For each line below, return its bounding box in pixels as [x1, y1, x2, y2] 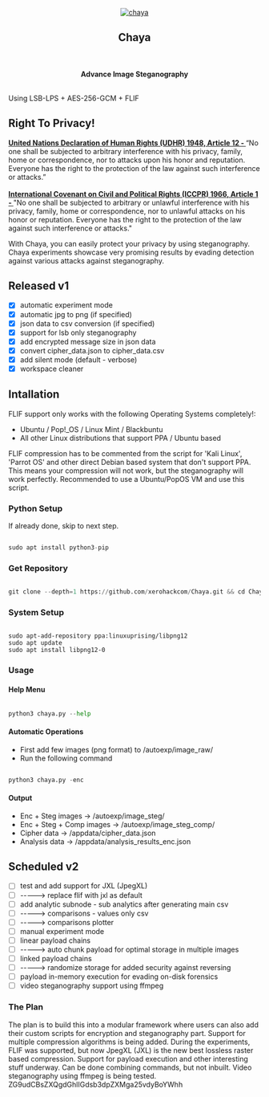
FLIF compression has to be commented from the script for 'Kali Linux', [8, 448, 243, 458]
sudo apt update [8, 639, 62, 647]
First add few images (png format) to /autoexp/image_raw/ [19, 744, 214, 754]
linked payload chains [19, 953, 92, 963]
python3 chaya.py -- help [8, 709, 91, 718]
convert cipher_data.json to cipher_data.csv [19, 345, 165, 355]
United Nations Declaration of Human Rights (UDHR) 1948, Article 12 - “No [8, 137, 259, 148]
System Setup [8, 607, 65, 618]
